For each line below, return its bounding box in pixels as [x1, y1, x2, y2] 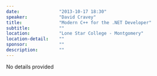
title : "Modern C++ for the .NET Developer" [6, 19, 152, 25]
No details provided [6, 63, 54, 70]
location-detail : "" [6, 36, 65, 42]
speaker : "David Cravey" [6, 14, 96, 20]
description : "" [6, 47, 65, 53]
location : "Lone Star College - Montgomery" [6, 31, 144, 37]
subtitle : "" [6, 25, 65, 31]
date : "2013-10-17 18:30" [6, 8, 107, 15]
